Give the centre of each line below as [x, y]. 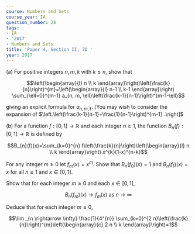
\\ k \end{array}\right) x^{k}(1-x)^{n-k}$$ [98, 152]
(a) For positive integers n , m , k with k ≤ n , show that [69, 71]
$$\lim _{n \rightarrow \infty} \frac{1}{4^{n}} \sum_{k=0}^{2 [80, 218]
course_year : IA [26, 17]
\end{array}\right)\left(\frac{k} [134, 83]
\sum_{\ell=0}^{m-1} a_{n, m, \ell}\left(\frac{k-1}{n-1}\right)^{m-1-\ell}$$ [98, 95]
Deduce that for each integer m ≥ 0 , [49, 207]
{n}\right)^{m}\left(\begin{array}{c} [61, 225]
